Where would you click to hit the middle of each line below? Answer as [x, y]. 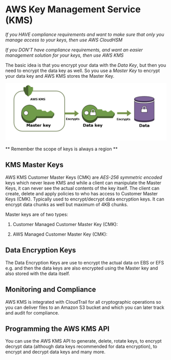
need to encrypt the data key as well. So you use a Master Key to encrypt [83, 71]
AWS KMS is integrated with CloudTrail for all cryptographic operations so [83, 302]
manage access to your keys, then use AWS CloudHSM [64, 40]
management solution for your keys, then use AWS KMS [65, 55]
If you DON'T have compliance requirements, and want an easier [74, 50]
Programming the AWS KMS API [58, 329]
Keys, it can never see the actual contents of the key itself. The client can [82, 188]
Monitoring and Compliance [51, 290]
